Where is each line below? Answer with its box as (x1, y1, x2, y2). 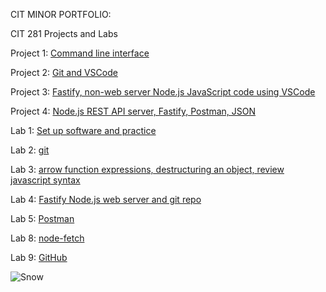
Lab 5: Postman (10, 213, 75, 224)
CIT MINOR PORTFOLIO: (10, 9, 112, 20)
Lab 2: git (10, 144, 50, 156)
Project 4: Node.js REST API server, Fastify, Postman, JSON (10, 105, 257, 117)
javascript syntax (10, 174, 81, 186)
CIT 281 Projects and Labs (10, 28, 118, 39)
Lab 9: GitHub (10, 252, 68, 263)
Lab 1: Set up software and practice (10, 125, 157, 136)
